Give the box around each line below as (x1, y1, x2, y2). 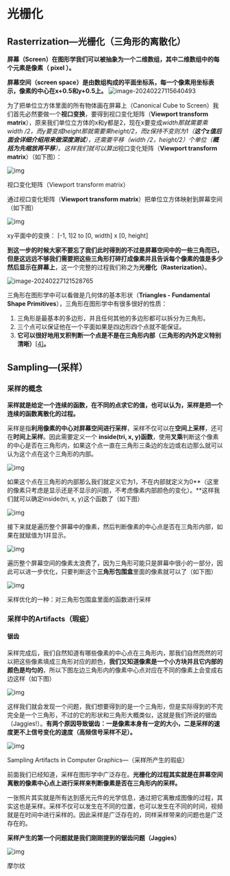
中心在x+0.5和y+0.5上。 (36, 87, 107, 95)
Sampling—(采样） (7, 362, 88, 373)
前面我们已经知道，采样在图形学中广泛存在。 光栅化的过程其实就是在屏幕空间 (7, 770, 223, 778)
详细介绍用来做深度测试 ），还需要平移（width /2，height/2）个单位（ (18, 136, 213, 144)
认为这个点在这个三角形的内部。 (7, 449, 97, 458)
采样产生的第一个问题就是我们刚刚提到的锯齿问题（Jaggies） (7, 834, 180, 842)
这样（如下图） (12, 674, 55, 682)
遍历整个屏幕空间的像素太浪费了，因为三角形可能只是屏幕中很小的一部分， (7, 559, 217, 567)
